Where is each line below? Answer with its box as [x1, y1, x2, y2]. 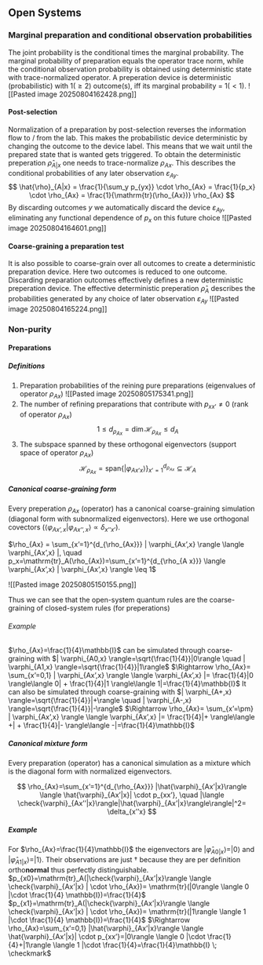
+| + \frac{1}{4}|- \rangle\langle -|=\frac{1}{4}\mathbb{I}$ [8, 721, 195, 730]
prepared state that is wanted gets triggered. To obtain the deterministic [8, 149, 241, 159]
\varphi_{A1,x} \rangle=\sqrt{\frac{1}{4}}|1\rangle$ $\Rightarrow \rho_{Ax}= [8, 662, 251, 672]
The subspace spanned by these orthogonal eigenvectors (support [19, 439, 237, 449]
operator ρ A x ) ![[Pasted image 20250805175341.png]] [19, 389, 194, 401]
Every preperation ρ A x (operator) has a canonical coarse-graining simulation [8, 504, 255, 515]
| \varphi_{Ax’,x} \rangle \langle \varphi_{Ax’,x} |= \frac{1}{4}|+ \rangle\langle [8, 712, 255, 722]
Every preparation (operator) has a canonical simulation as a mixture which [8, 759, 251, 768]
